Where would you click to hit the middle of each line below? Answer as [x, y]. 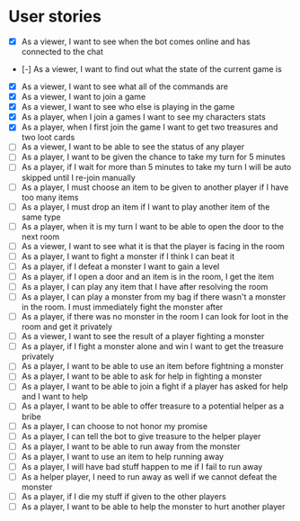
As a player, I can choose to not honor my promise [115, 426]
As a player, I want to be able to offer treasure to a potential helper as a [153, 406]
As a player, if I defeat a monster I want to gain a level [120, 266]
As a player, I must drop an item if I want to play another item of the [146, 207]
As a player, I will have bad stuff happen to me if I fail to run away [142, 466]
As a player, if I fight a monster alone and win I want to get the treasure [152, 346]
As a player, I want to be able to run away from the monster [131, 446]
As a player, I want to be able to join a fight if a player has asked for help [154, 386]
